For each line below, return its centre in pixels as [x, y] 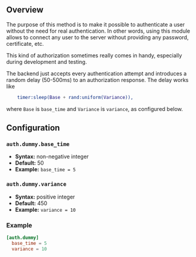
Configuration [33, 128]
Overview [25, 10]
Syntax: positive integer [45, 197]
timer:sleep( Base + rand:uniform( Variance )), [75, 97]
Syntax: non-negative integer [52, 157]
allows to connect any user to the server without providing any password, [97, 37]
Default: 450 [31, 203]
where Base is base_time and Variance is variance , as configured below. [95, 109]
